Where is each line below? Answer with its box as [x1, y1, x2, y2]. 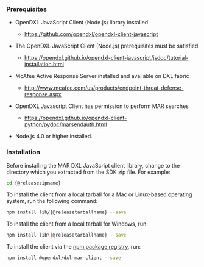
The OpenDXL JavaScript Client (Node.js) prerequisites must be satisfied [15, 42, 199, 50]
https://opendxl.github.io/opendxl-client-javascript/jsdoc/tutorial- [24, 54, 189, 62]
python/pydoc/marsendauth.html [24, 121, 107, 128]
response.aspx [24, 91, 62, 98]
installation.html [24, 60, 64, 68]
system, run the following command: [6, 198, 98, 205]
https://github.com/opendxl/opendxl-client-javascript [24, 30, 158, 38]
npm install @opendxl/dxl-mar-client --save [6, 255, 121, 261]
